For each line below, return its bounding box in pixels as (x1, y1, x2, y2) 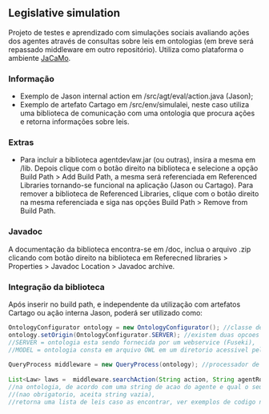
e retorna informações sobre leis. (19, 117, 130, 127)
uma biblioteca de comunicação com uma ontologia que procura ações (19, 108, 255, 119)
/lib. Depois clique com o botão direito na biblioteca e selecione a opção (19, 163, 259, 173)
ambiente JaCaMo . (8, 53, 71, 62)
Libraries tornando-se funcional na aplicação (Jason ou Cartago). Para (19, 180, 254, 191)
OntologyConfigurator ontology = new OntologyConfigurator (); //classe (8, 324, 252, 332)
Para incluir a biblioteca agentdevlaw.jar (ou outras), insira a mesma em (19, 155, 256, 165)
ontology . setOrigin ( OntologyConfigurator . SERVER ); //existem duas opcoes (8, 331, 260, 339)
